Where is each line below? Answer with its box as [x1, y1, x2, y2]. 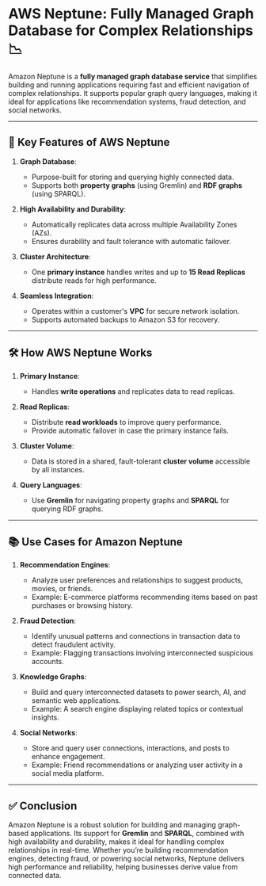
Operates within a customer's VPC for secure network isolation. [31, 306, 240, 315]
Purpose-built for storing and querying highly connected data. [31, 172, 234, 181]
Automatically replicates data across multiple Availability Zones [31, 220, 237, 229]
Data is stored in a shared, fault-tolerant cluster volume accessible [31, 456, 251, 466]
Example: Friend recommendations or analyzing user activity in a [31, 760, 243, 770]
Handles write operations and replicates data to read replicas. [31, 386, 235, 396]
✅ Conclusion [8, 799, 78, 812]
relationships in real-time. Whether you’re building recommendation [8, 846, 229, 855]
